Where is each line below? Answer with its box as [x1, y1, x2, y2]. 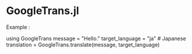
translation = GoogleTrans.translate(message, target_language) [6, 41, 160, 48]
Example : [6, 23, 31, 31]
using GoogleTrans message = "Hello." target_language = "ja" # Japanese [6, 35, 186, 42]
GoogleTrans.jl [6, 4, 80, 18]
